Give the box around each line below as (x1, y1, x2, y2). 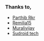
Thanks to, (5, 3, 32, 10)
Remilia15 (12, 20, 32, 26)
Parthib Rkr (12, 15, 36, 21)
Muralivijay (12, 25, 35, 31)
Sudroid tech (12, 31, 39, 37)
